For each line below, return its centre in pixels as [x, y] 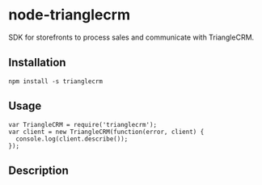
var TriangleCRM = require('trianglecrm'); [83, 124]
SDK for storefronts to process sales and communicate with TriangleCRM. [131, 37]
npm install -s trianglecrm [56, 81]
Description [38, 170]
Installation [37, 63]
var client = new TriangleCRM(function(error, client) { [106, 132]
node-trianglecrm [70, 15]
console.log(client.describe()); [72, 139]
